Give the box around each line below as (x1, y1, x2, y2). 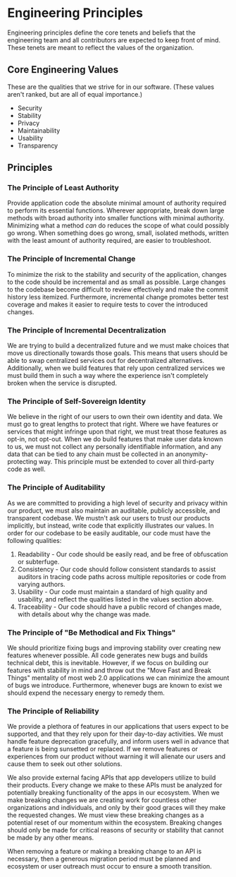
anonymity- (175, 450, 209, 458)
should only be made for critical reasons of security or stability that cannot (7, 826, 224, 835)
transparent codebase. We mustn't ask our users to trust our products (7, 513, 211, 522)
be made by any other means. (7, 833, 94, 842)
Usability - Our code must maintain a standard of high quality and (17, 587, 208, 596)
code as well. (7, 465, 46, 474)
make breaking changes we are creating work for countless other (7, 796, 197, 804)
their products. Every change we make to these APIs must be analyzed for (7, 781, 223, 789)
